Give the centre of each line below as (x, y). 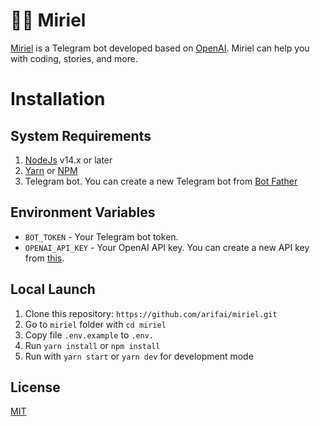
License (35, 387)
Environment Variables (83, 212)
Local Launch (53, 289)
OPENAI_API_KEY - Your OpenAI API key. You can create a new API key (167, 247)
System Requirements (81, 135)
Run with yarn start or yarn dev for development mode (139, 356)
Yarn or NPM (51, 170)
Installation (58, 99)
